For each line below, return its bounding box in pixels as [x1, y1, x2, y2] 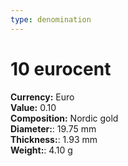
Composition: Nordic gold [10, 112, 119, 124]
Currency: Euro [10, 91, 75, 103]
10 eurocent [10, 57, 112, 80]
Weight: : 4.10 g [10, 144, 73, 156]
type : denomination [10, 14, 92, 25]
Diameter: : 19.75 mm [10, 122, 97, 135]
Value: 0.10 [10, 101, 57, 113]
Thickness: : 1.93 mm [10, 133, 98, 145]
